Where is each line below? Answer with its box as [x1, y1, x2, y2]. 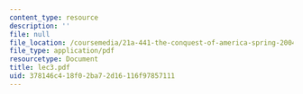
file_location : [9, 38, 67, 47]
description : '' [9, 21, 70, 30]
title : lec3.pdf [9, 64, 70, 73]
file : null [9, 30, 50, 38]
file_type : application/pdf [9, 47, 115, 56]
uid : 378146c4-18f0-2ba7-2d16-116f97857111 [9, 72, 176, 81]
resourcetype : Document [9, 55, 99, 64]
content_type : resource [9, 13, 99, 22]
